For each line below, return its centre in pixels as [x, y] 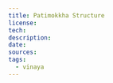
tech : [17, 30]
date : [17, 45]
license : [23, 23]
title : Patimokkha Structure [56, 15]
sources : [23, 52]
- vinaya [30, 67]
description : [30, 38]
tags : [17, 60]
